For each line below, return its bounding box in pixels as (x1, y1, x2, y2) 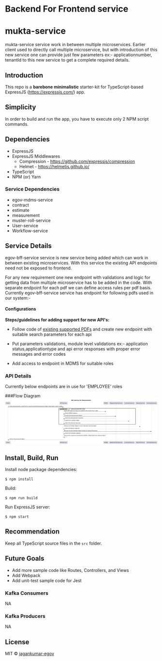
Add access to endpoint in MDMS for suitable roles (12, 360, 114, 366)
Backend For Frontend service (5, 3, 129, 15)
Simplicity (5, 103, 36, 111)
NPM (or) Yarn (12, 173, 41, 180)
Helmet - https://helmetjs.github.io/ (19, 163, 89, 169)
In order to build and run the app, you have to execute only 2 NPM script (5, 116, 149, 122)
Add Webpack (12, 572, 41, 578)
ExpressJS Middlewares (12, 153, 60, 159)
